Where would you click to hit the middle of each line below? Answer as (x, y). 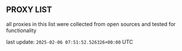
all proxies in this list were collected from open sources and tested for (91, 24)
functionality (21, 30)
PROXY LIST (29, 10)
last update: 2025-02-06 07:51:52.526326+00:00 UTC (70, 42)
